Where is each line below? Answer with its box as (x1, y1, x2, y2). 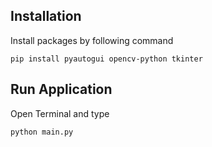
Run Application (10, 81, 113, 98)
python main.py (10, 127, 74, 137)
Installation (10, 8, 82, 25)
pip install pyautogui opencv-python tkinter (10, 54, 203, 64)
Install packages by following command (10, 34, 174, 46)
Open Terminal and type (10, 107, 110, 119)
